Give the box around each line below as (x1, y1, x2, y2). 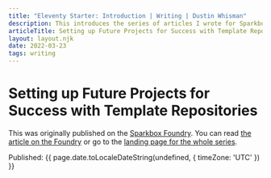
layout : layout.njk (8, 34, 74, 43)
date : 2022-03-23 (8, 42, 67, 50)
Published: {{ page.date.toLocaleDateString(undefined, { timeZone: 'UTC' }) (8, 152, 261, 162)
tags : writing (8, 49, 56, 57)
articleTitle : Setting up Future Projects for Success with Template (8, 27, 248, 35)
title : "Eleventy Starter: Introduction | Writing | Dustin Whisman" (8, 11, 248, 20)
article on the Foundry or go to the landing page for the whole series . (8, 137, 238, 146)
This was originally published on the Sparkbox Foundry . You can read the (8, 128, 252, 138)
